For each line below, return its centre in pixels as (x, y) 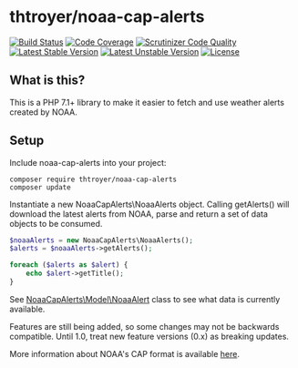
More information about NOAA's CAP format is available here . (124, 353)
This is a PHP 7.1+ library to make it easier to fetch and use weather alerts (147, 102)
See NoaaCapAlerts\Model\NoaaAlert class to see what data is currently (145, 299)
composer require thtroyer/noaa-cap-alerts (93, 179)
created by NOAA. (43, 112)
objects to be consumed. (56, 223)
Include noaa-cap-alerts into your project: (88, 162)
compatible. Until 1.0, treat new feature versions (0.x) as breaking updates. (149, 336)
